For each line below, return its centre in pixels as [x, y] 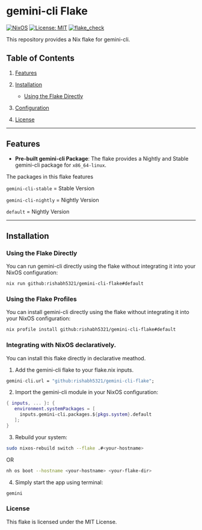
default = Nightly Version [38, 211]
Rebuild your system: [41, 437]
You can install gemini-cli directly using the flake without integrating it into [98, 312]
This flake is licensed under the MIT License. [62, 522]
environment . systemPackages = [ [55, 409]
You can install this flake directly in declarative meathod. [76, 358]
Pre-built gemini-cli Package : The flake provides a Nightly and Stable [102, 158]
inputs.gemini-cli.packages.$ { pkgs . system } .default [86, 414]
